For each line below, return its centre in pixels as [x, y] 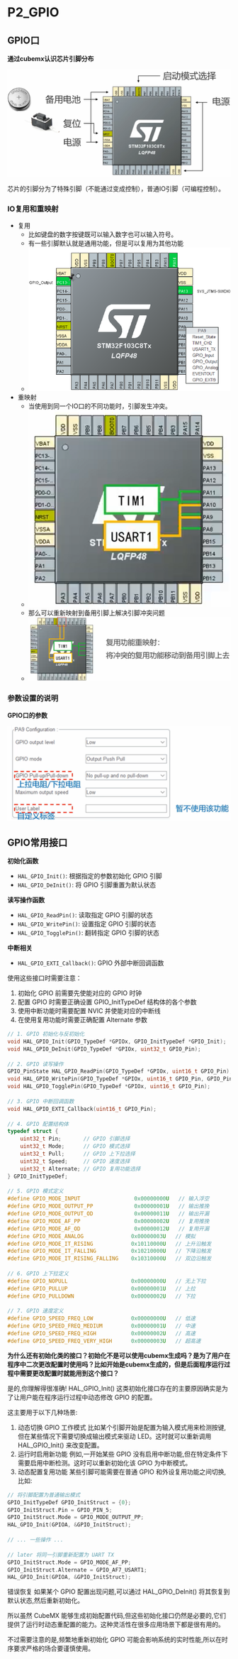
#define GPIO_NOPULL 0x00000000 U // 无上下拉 [107, 1281]
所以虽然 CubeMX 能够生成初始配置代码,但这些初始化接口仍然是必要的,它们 [117, 1616]
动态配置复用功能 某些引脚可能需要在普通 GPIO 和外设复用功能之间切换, [122, 1472]
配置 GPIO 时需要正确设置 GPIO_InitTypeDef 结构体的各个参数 [107, 1002]
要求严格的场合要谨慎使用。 [53, 1648]
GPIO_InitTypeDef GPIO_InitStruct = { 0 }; [69, 1502]
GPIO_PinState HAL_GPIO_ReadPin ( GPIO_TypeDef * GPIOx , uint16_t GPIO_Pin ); [120, 1072]
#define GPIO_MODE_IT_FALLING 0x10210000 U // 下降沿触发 [109, 1251]
